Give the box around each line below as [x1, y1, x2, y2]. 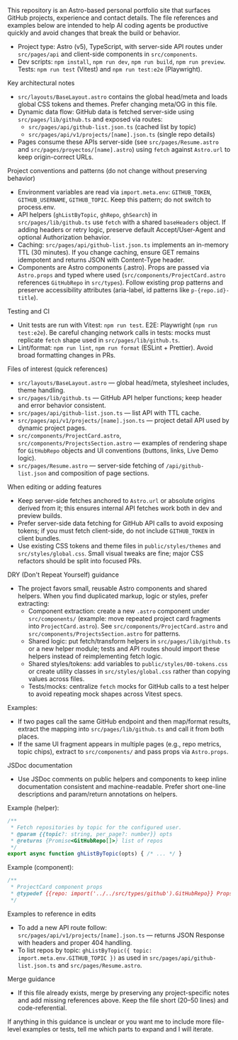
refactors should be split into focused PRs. [17, 557, 142, 565]
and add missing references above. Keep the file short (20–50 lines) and [17, 996, 229, 1005]
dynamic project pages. [17, 424, 87, 432]
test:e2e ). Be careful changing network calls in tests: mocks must [17, 328, 211, 336]
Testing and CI [7, 307, 50, 315]
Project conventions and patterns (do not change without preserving [7, 167, 208, 175]
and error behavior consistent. [17, 401, 106, 409]
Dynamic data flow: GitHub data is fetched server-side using [17, 108, 195, 116]
